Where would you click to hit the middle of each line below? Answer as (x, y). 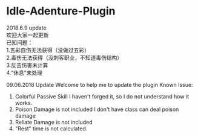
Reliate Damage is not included (54, 122)
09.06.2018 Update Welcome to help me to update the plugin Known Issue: (100, 84)
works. (23, 103)
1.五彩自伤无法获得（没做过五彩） (48, 50)
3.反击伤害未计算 (27, 65)
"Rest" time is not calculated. (51, 129)
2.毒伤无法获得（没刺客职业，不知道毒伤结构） (64, 57)
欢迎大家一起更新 (28, 35)
